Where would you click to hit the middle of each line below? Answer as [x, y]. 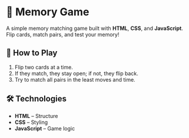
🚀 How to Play [32, 53]
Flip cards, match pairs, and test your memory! [63, 34]
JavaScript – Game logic [45, 128]
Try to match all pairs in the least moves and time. [75, 79]
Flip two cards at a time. [44, 67]
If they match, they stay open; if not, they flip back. [76, 73]
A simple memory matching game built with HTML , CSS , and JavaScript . [95, 28]
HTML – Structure [36, 116]
